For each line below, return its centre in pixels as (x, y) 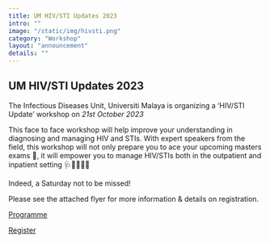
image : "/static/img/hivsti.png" (65, 31)
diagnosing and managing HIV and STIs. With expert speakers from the (127, 138)
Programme (28, 214)
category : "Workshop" (45, 38)
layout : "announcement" (49, 46)
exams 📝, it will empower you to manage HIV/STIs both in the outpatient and (135, 155)
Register (22, 230)
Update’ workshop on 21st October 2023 (76, 114)
